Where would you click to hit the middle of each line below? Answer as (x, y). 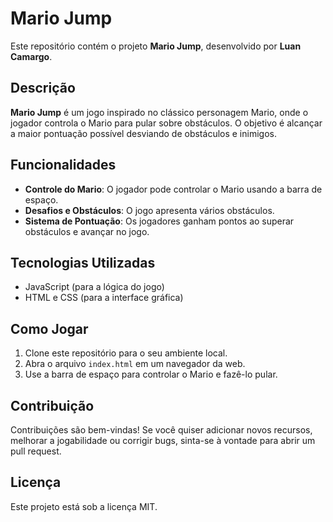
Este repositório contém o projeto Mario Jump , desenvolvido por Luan (156, 46)
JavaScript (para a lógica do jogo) (94, 287)
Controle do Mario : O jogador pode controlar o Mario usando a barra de (173, 189)
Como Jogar (49, 328)
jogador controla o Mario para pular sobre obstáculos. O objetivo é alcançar (166, 123)
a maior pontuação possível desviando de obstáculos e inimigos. (143, 133)
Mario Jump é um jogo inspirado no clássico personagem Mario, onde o (159, 112)
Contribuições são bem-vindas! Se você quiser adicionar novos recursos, (161, 430)
